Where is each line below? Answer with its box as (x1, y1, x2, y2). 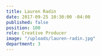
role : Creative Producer (6, 30, 67, 36)
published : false (6, 19, 49, 25)
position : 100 (6, 24, 41, 31)
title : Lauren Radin (6, 8, 57, 15)
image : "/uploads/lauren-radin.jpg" (6, 36, 96, 41)
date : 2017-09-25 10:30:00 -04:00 (6, 14, 91, 20)
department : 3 (6, 41, 41, 47)
